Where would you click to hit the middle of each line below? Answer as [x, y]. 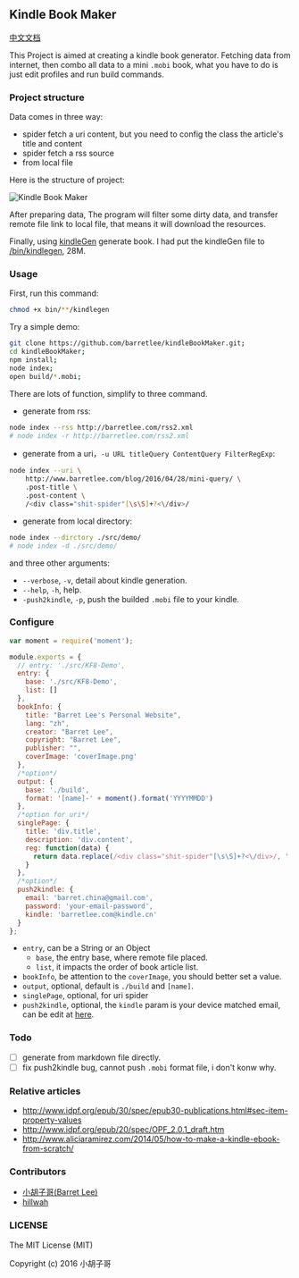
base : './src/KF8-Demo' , [71, 682]
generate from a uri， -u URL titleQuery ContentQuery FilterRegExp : [149, 454]
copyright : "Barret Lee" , [74, 740]
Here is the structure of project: [67, 180]
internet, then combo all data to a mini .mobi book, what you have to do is [144, 64]
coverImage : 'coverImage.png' [82, 757]
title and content [52, 144]
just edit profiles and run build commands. [87, 74]
